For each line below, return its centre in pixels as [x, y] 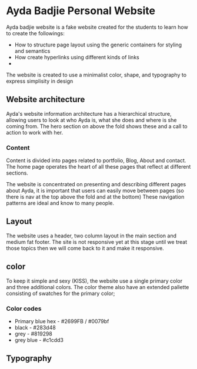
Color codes [24, 308]
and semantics [32, 51]
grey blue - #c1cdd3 [39, 340]
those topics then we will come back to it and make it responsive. [85, 248]
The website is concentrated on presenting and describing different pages [96, 184]
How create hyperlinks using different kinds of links [77, 57]
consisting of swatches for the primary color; [61, 293]
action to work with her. [35, 132]
